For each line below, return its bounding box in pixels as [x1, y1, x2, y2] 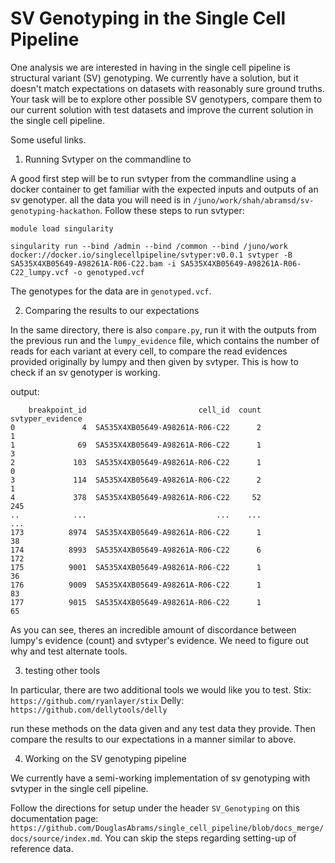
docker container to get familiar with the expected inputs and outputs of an [10, 183, 319, 195]
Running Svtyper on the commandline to [24, 153, 192, 165]
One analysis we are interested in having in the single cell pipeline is [10, 61, 291, 73]
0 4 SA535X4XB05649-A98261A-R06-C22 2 [10, 422, 262, 432]
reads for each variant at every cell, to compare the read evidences [10, 345, 288, 357]
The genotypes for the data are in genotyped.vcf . [10, 285, 212, 297]
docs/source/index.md [10, 833, 101, 844]
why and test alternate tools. [10, 645, 128, 657]
